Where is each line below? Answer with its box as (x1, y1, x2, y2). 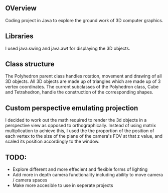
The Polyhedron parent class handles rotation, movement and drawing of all (5, 73, 162, 79)
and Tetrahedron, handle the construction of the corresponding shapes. (5, 89, 153, 95)
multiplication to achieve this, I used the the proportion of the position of (5, 128, 154, 134)
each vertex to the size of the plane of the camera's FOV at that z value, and (5, 133, 163, 139)
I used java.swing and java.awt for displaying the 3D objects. (5, 45, 130, 51)
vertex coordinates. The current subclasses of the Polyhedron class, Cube (5, 84, 159, 90)
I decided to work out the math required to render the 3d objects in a (5, 117, 147, 123)
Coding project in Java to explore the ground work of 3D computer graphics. (5, 17, 163, 23)
